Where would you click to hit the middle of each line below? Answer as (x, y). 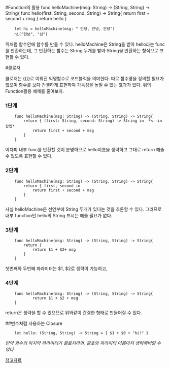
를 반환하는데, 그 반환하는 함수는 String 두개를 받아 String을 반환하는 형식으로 (82, 51)
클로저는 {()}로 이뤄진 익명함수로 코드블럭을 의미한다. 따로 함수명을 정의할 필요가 (84, 78)
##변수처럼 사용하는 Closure (34, 323)
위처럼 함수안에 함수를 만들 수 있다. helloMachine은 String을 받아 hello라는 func (85, 44)
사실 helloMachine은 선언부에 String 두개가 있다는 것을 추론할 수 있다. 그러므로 (83, 209)
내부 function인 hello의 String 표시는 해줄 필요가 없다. (59, 215)
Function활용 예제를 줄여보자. (35, 91)
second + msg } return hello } (36, 19)
